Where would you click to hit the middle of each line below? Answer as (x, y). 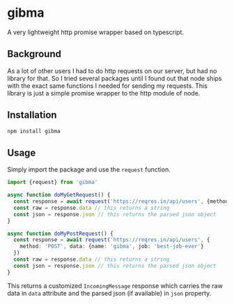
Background (34, 54)
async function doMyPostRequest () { (60, 234)
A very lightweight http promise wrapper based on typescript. (96, 32)
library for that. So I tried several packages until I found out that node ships (115, 78)
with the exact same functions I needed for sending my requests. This (107, 86)
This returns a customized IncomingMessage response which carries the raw (115, 286)
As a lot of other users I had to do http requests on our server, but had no (112, 70)
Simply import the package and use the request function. (89, 169)
